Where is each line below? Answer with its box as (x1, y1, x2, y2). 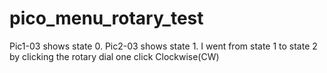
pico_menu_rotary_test (9, 7, 204, 30)
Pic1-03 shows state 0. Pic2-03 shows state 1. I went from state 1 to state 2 (9, 40, 318, 52)
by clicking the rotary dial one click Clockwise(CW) (9, 50, 220, 62)
